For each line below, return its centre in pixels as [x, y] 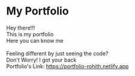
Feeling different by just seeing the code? [57, 53]
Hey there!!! [21, 28]
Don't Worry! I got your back [41, 60]
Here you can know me [35, 40]
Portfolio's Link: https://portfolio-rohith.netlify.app [67, 66]
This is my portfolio [30, 34]
